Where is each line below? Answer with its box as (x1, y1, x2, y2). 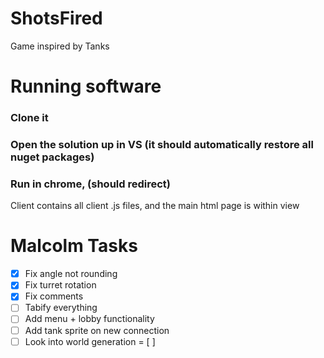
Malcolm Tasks (10, 235, 138, 257)
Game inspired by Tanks (10, 40, 110, 52)
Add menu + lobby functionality (24, 313, 155, 325)
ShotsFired (10, 7, 103, 30)
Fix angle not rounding (24, 268, 118, 280)
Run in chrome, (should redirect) (10, 177, 171, 191)
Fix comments (24, 290, 84, 302)
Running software (10, 75, 162, 98)
